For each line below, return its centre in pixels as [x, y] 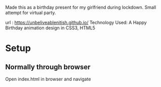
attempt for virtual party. [31, 13]
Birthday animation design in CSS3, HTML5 [50, 28]
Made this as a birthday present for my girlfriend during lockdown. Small [81, 7]
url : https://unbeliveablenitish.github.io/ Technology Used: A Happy [76, 23]
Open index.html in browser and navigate [48, 79]
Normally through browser [48, 67]
